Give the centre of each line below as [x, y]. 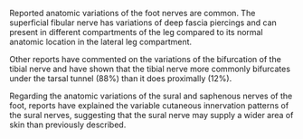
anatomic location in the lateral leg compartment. [101, 42]
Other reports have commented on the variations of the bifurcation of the [146, 59]
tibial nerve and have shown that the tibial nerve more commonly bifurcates [150, 69]
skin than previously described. [68, 125]
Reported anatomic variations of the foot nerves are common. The [133, 13]
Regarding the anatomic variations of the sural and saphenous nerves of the [151, 96]
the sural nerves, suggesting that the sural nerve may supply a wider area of [151, 115]
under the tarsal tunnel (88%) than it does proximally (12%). [121, 79]
